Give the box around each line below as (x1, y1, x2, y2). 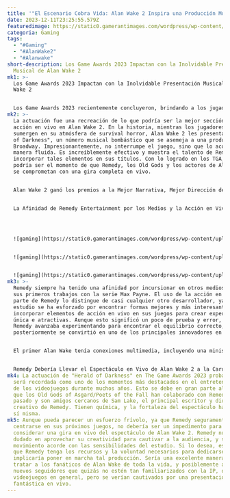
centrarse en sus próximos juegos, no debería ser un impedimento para (13, 423, 222, 430)
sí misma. (13, 410, 41, 417)
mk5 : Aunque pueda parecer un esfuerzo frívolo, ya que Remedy (7, 417, 192, 423)
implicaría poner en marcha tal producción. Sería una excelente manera (13, 455, 225, 462)
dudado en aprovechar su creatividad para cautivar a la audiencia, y (13, 436, 219, 443)
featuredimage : (7, 23, 51, 29)
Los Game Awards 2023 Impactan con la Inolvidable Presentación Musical (13, 80, 225, 87)
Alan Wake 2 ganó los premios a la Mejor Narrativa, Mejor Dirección (13, 186, 216, 194)
